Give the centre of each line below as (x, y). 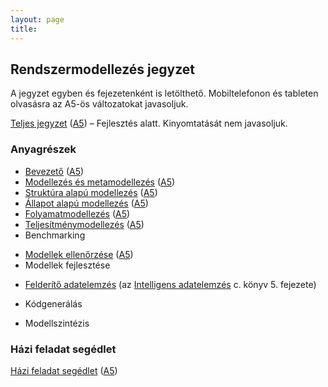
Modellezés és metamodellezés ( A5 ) (100, 182)
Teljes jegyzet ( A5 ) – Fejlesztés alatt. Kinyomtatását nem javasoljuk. (149, 123)
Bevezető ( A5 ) (54, 171)
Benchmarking (55, 235)
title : (24, 29)
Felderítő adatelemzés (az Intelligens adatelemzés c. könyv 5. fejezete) (170, 284)
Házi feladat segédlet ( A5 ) (64, 370)
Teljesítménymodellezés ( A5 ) (84, 224)
